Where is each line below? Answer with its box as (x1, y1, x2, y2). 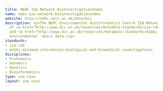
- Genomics (5, 61, 27, 65)
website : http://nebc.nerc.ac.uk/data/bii (5, 16, 92, 21)
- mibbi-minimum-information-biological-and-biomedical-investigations (5, 47, 153, 52)
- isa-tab (5, 43, 25, 48)
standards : (5, 39, 27, 43)
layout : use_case (5, 78, 40, 83)
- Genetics (5, 65, 27, 70)
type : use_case (5, 74, 36, 79)
